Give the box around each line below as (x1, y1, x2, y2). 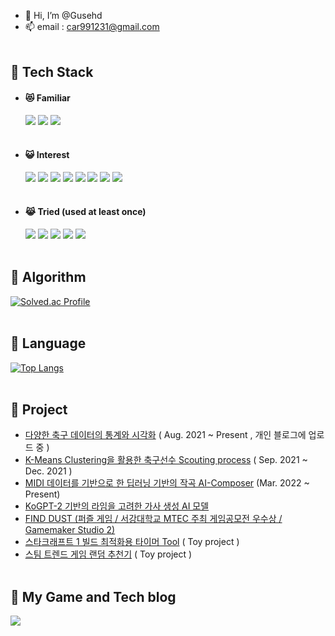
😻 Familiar (24, 91, 71, 104)
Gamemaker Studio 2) (24, 524, 116, 536)
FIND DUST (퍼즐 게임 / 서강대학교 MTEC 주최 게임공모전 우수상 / (24, 513, 283, 525)
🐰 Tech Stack (10, 64, 94, 81)
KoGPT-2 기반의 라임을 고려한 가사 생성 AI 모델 (24, 500, 210, 512)
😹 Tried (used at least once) (24, 206, 147, 218)
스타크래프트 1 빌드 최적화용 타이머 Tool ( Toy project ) (24, 536, 240, 548)
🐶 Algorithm (10, 269, 87, 286)
